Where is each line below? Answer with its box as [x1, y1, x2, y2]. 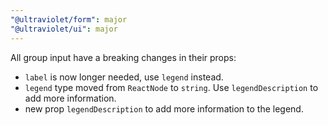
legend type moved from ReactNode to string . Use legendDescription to [24, 81, 319, 93]
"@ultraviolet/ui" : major [10, 24, 118, 34]
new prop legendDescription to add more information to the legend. [24, 102, 304, 115]
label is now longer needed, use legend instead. [24, 71, 224, 83]
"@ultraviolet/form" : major [10, 14, 128, 25]
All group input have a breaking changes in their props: [10, 51, 237, 63]
